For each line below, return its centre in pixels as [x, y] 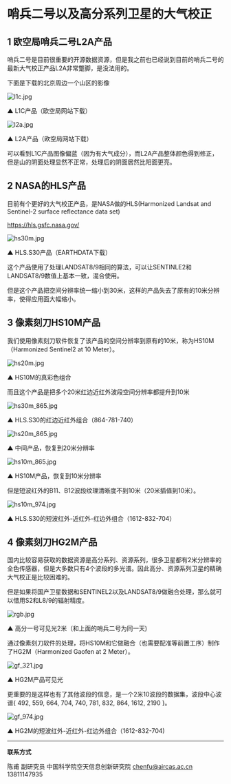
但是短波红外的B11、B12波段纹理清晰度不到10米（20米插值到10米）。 [103, 491]
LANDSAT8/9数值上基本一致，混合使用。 [65, 276]
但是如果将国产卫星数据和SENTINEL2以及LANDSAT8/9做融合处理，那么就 [112, 592]
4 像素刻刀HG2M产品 [52, 543]
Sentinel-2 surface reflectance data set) [64, 212]
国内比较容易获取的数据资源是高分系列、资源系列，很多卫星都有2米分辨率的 [114, 560]
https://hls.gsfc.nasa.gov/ [43, 225]
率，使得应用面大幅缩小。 [43, 299]
